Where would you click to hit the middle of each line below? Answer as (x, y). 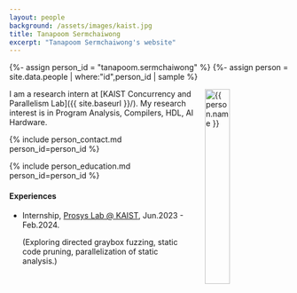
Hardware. (28, 123)
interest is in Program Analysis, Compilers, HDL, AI (102, 113)
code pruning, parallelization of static (90, 252)
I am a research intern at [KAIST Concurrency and (101, 94)
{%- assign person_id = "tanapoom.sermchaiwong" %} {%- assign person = (149, 67)
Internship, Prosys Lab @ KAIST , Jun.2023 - (103, 216)
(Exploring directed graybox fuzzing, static (100, 242)
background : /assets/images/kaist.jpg (81, 26)
